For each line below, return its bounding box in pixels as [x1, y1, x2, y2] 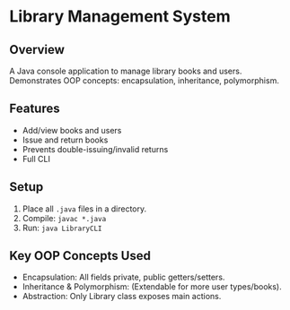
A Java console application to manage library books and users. [9, 65, 242, 76]
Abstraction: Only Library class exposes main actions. [22, 291, 222, 302]
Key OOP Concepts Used [9, 248, 151, 263]
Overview [9, 42, 66, 57]
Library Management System [9, 6, 231, 27]
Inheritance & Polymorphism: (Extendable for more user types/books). [22, 281, 282, 292]
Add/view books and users [22, 125, 122, 135]
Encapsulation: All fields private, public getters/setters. [22, 271, 225, 283]
